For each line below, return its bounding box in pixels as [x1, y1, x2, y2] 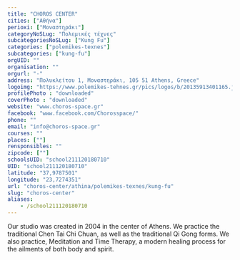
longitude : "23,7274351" [7, 176, 81, 183]
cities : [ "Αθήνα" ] [7, 17, 62, 24]
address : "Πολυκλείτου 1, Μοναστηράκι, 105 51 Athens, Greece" [7, 76, 200, 84]
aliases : [7, 196, 34, 203]
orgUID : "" [7, 57, 40, 64]
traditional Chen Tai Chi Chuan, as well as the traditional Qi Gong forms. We [7, 229, 230, 238]
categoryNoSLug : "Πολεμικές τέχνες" [7, 30, 116, 38]
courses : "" [7, 130, 43, 137]
